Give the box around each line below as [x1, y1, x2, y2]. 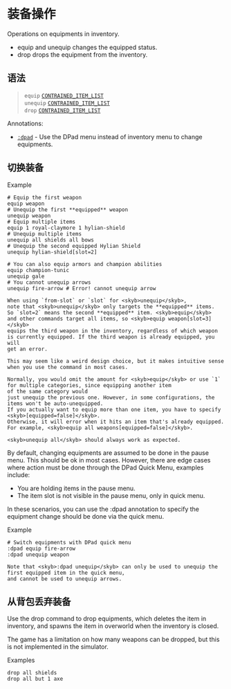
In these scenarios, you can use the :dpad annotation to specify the [7, 505, 199, 513]
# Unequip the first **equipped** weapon [7, 206, 129, 213]
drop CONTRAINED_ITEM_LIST [24, 107, 101, 114]
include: [7, 470, 30, 478]
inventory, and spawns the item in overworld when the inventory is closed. [7, 622, 219, 630]
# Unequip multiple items [7, 230, 82, 238]
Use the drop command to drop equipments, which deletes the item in [7, 614, 207, 623]
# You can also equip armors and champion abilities [7, 260, 163, 267]
